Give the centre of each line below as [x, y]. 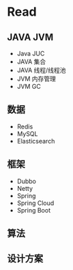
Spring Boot [34, 210]
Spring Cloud [35, 203]
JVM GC [29, 86]
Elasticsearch [36, 141]
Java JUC [31, 53]
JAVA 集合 [31, 62]
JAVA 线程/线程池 [41, 70]
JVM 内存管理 [36, 79]
